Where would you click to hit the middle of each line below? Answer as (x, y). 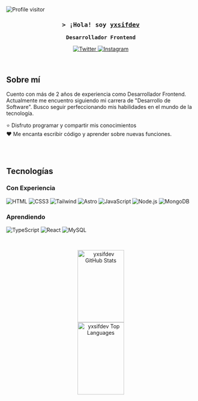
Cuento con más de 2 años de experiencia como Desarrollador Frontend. (96, 94)
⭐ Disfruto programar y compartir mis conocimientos (71, 125)
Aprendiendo (26, 217)
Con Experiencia (31, 188)
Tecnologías (30, 171)
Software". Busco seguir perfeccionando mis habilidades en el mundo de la (99, 107)
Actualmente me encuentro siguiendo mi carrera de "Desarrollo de (88, 101)
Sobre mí (23, 80)
